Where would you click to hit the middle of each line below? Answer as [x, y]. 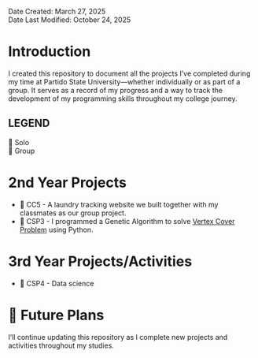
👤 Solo [19, 142]
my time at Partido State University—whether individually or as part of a [124, 81]
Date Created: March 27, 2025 [57, 11]
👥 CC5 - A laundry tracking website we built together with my [119, 204]
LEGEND [29, 123]
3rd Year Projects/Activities [100, 261]
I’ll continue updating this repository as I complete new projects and [118, 337]
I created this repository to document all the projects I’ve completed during [129, 73]
